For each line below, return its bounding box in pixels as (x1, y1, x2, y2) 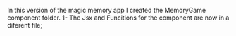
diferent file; (7, 21, 43, 29)
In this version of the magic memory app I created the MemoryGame (7, 6, 206, 14)
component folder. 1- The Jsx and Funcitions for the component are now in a (7, 13, 230, 22)
